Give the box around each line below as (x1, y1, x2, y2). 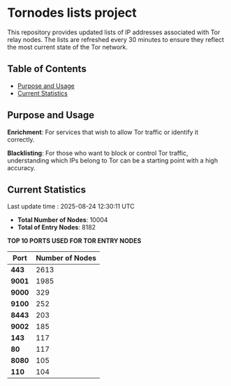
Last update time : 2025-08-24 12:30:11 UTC (7, 202, 135, 211)
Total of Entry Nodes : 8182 (17, 223, 96, 232)
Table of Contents (7, 63, 87, 75)
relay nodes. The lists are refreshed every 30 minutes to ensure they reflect (7, 35, 225, 43)
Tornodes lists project (7, 5, 137, 21)
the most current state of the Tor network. (7, 43, 128, 51)
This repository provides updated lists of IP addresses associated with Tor (7, 28, 221, 36)
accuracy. (7, 163, 36, 172)
